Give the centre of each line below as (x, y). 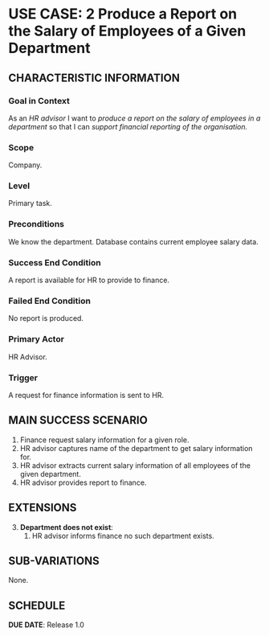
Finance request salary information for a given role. (105, 440)
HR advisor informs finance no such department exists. (123, 535)
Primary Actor (36, 339)
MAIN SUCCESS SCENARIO (78, 420)
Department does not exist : (67, 527)
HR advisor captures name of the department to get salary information (136, 448)
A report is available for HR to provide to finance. (89, 280)
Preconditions (37, 224)
